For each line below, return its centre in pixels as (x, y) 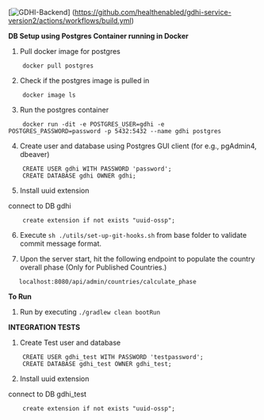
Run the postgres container (64, 110)
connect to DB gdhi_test (48, 394)
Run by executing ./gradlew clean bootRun (90, 312)
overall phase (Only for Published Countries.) (93, 267)
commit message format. (60, 243)
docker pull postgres (58, 66)
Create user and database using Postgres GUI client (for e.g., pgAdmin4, (138, 146)
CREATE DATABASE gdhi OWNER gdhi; (79, 176)
